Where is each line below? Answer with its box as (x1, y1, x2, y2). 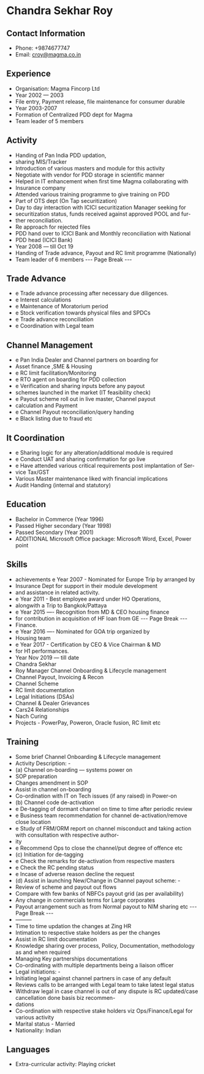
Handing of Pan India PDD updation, (15, 151, 107, 159)
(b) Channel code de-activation (15, 798, 95, 806)
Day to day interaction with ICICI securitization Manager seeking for (15, 204, 186, 211)
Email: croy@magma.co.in (15, 51, 81, 58)
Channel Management (6, 340, 93, 350)
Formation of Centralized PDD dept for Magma (15, 111, 133, 118)
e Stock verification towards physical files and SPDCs (15, 309, 151, 316)
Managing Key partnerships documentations (15, 954, 127, 962)
